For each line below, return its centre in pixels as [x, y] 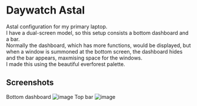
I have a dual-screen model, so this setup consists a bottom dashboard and [97, 32]
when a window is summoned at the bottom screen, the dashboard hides [94, 51]
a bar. [13, 39]
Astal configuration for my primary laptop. [57, 26]
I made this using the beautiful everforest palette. [66, 64]
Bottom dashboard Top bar [50, 97]
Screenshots [30, 83]
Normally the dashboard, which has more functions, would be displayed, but [98, 45]
